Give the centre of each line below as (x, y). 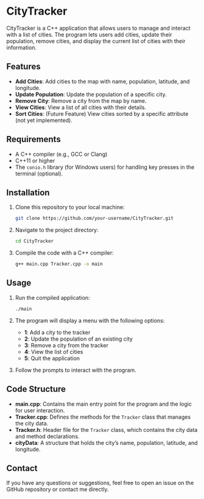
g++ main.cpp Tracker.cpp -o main (59, 264)
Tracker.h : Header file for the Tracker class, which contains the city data (106, 430)
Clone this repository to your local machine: (70, 207)
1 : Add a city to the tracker (57, 332)
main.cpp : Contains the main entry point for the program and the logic (103, 404)
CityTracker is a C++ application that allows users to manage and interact (98, 28)
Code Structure (36, 389)
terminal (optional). (39, 173)
